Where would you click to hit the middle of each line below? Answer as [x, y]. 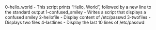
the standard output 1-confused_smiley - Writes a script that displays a [76, 12]
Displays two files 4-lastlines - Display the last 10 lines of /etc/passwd [75, 22]
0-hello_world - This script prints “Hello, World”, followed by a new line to [78, 7]
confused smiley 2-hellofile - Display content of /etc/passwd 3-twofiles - [78, 17]
